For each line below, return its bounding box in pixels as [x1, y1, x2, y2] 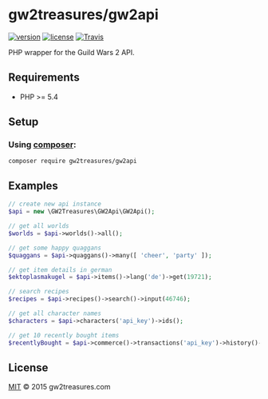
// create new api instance [8, 200, 102, 209]
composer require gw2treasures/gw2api [8, 158, 137, 166]
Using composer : [8, 139, 77, 150]
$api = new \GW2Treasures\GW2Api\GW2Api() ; [8, 208, 156, 216]
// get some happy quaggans [8, 244, 102, 252]
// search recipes [8, 288, 69, 296]
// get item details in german [8, 265, 112, 273]
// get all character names [8, 309, 102, 317]
